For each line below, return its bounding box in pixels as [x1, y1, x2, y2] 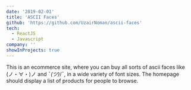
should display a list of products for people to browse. [6, 77, 139, 84]
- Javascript [11, 36, 44, 42]
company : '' [6, 42, 36, 48]
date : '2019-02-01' [6, 8, 55, 15]
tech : [6, 25, 20, 31]
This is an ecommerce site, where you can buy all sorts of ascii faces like [6, 63, 186, 70]
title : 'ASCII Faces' [6, 14, 60, 20]
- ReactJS [11, 31, 36, 37]
